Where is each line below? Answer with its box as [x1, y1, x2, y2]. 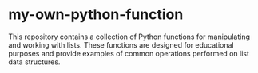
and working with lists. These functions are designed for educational [8, 40, 234, 49]
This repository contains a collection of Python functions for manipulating [8, 32, 250, 41]
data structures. [8, 57, 61, 67]
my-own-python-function [8, 6, 184, 24]
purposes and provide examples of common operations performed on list [8, 48, 249, 58]
